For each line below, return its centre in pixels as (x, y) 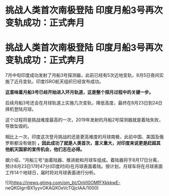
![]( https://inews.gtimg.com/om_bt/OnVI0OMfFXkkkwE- (63, 183)
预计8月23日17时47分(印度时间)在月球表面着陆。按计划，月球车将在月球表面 (84, 166)
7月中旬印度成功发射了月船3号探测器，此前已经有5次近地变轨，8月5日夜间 (82, 75)
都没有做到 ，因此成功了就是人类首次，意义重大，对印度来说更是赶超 (85, 143)
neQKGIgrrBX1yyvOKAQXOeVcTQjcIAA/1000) (52, 188)
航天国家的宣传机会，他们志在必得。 (47, 149)
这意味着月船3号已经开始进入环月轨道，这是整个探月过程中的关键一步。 (79, 92)
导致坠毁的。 (18, 126)
